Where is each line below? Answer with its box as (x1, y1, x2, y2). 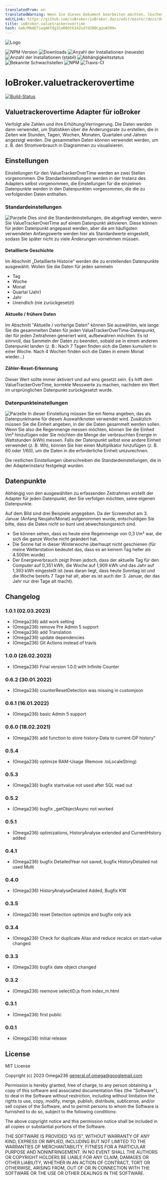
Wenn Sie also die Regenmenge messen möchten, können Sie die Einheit (5, 426, 155, 432)
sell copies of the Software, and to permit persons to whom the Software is (5, 1103, 159, 1109)
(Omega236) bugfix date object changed (12, 964, 96, 970)
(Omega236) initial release (12, 1035, 67, 1041)
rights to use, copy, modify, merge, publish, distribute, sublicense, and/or (5, 1098, 155, 1104)
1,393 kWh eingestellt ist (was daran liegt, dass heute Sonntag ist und (12, 568, 155, 574)
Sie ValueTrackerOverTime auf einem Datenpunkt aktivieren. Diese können (5, 220, 158, 226)
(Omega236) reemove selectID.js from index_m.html (12, 988, 119, 994)
